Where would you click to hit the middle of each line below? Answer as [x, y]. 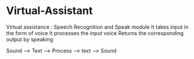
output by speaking [30, 39]
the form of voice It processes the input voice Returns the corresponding [95, 33]
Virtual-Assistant [49, 11]
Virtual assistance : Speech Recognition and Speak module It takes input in [97, 27]
